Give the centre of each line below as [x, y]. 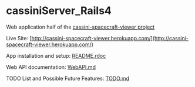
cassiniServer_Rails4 [59, 11]
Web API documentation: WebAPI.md [51, 67]
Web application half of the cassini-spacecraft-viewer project [80, 27]
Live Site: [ [19, 38]
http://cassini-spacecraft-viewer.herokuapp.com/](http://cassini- [110, 38]
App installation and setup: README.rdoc [56, 55]
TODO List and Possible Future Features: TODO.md [68, 78]
